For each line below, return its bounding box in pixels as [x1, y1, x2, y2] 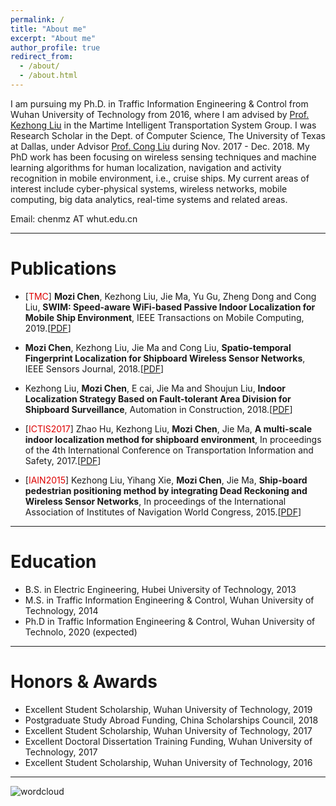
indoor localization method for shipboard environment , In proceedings [24, 433, 322, 445]
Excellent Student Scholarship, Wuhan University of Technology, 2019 [24, 703, 313, 715]
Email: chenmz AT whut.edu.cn [10, 212, 138, 225]
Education [10, 551, 97, 573]
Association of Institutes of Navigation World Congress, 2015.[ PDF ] [24, 506, 302, 518]
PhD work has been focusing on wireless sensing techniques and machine [10, 151, 317, 163]
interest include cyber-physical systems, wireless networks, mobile [10, 182, 288, 195]
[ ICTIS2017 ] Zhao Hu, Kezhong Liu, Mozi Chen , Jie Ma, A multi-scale [24, 422, 312, 435]
